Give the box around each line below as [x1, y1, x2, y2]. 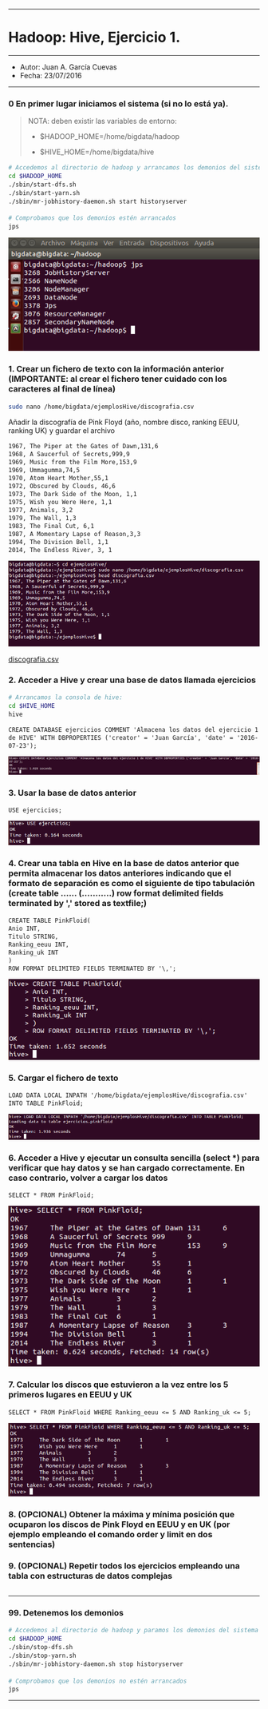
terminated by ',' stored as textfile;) [8, 897, 148, 908]
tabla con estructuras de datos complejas [8, 1570, 173, 1581]
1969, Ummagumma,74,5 [8, 466, 81, 474]
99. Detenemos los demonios [8, 1607, 124, 1618]
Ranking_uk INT [8, 948, 59, 956]
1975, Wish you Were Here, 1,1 [8, 498, 112, 506]
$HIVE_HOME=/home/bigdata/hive [39, 147, 155, 157]
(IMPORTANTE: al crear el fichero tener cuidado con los [8, 373, 227, 384]
